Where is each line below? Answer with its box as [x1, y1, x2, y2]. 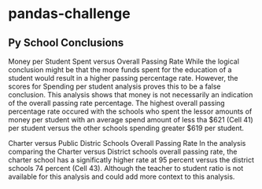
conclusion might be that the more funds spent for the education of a [8, 65, 232, 75]
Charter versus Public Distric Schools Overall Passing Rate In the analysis [8, 139, 246, 147]
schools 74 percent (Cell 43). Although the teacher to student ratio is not [8, 164, 244, 173]
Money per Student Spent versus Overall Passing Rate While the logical [8, 56, 240, 66]
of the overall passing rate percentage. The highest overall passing [8, 99, 226, 107]
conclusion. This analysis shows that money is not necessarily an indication [8, 90, 253, 99]
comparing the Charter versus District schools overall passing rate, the [8, 147, 238, 156]
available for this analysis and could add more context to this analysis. [8, 172, 235, 181]
